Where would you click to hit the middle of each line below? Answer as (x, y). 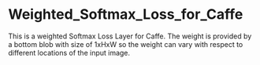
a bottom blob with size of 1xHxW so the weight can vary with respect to (126, 44)
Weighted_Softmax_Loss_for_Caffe (126, 14)
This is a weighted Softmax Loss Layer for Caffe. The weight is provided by (130, 36)
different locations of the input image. (69, 52)
